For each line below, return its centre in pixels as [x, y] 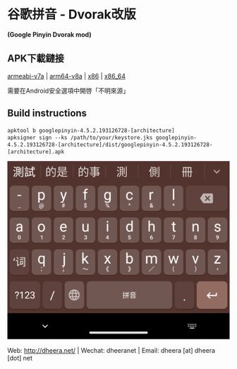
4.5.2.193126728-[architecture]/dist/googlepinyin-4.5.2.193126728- [110, 145]
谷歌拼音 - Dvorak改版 [72, 14]
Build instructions [47, 113]
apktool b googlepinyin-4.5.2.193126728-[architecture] [91, 130]
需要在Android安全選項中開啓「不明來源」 [68, 90]
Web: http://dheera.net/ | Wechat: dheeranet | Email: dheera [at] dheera [111, 350]
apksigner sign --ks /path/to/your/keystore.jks [80, 137]
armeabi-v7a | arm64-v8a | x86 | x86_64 [66, 76]
